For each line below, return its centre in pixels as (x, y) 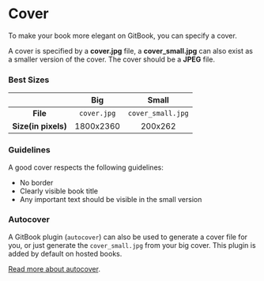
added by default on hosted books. (65, 253)
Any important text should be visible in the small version (111, 199)
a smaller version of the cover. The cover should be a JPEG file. (112, 59)
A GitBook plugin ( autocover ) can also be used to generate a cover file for (128, 237)
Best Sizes (29, 80)
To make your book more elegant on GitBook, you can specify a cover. (123, 36)
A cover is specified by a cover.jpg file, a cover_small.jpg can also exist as (130, 51)
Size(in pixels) (40, 126)
